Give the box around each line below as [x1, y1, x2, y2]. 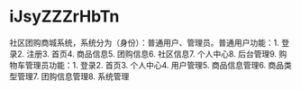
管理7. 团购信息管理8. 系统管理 [16, 70, 130, 82]
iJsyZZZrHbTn [9, 6, 120, 27]
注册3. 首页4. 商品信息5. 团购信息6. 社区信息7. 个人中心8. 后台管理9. [26, 48, 278, 59]
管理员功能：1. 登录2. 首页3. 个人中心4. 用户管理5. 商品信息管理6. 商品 [24, 59, 285, 70]
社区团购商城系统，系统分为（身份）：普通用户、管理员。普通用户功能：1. [9, 37, 279, 48]
